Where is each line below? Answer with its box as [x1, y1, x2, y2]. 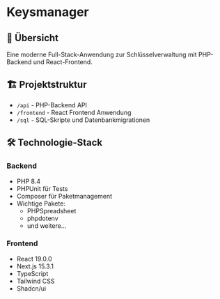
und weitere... [26, 221, 67, 230]
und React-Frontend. [33, 58, 93, 66]
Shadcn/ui [16, 284, 47, 293]
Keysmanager [6, 4, 90, 20]
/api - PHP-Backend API [16, 100, 88, 109]
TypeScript [16, 269, 49, 277]
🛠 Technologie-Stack [6, 137, 102, 148]
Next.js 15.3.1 [16, 262, 54, 270]
